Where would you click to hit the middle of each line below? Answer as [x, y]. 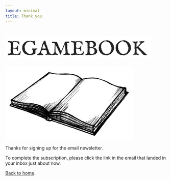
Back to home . [20, 173]
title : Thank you [24, 16]
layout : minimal [22, 11]
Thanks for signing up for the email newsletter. [54, 148]
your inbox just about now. [33, 163]
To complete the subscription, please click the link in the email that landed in [86, 158]
